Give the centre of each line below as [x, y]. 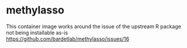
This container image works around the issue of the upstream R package [93, 26]
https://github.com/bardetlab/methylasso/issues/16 [68, 39]
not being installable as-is [37, 32]
